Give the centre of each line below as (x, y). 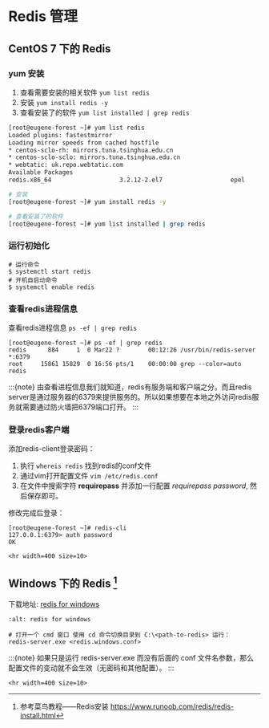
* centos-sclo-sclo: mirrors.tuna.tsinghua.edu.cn (94, 157)
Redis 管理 (43, 16)
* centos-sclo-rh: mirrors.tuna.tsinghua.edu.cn (91, 150)
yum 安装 (26, 73)
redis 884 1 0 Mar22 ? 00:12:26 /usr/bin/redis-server (132, 350)
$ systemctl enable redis (51, 287)
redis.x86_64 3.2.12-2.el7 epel (127, 180)
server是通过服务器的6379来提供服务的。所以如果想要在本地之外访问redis (130, 397)
